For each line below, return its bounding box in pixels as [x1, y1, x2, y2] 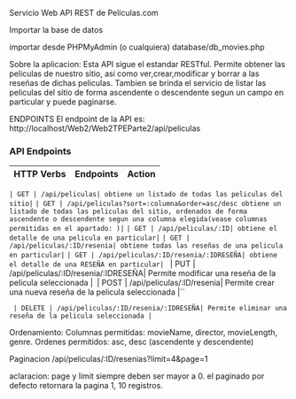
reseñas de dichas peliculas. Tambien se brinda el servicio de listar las [9, 78, 267, 88]
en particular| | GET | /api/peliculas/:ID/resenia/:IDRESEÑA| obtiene [9, 251, 277, 260]
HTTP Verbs [13, 168, 66, 180]
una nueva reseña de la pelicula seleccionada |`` [9, 287, 186, 297]
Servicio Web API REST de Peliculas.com [9, 8, 160, 18]
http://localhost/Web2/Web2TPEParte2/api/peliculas [9, 123, 201, 134]
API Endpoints [9, 145, 72, 157]
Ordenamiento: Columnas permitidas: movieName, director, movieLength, [9, 327, 277, 338]
